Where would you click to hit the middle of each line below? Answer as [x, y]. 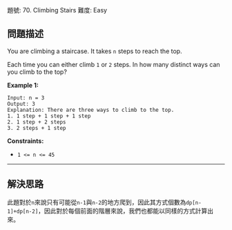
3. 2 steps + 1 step [37, 128]
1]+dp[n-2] [23, 211]
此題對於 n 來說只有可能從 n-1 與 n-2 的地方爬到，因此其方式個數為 [97, 202]
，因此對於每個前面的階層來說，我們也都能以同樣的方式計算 [123, 211]
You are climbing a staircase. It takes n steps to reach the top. [95, 51]
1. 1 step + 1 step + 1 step [49, 116]
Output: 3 [21, 104]
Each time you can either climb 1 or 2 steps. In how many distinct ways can [114, 64]
